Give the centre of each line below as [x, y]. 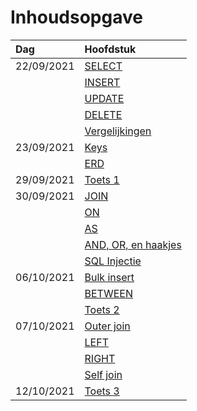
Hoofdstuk [110, 49]
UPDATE [104, 98]
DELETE [103, 114]
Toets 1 [102, 179]
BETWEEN [108, 293]
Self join [103, 374]
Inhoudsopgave [76, 17]
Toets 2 [102, 309]
